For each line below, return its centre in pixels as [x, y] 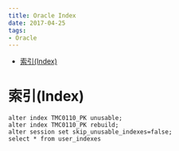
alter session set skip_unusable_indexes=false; [90, 132]
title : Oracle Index [43, 15]
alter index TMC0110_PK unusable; [66, 118]
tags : [17, 30]
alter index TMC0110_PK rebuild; [64, 125]
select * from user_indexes [55, 139]
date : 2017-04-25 [37, 23]
